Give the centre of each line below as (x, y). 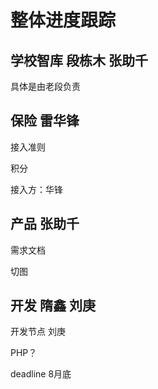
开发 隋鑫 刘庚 (53, 306)
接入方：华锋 (36, 189)
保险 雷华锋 (45, 121)
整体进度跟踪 (63, 20)
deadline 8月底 (41, 374)
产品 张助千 (45, 224)
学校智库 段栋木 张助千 (79, 60)
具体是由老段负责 (45, 86)
